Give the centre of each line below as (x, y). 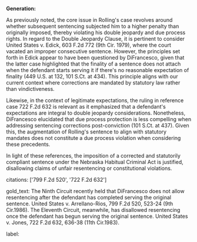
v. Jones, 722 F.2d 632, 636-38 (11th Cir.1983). (63, 223)
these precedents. (28, 144)
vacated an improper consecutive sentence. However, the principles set (93, 51)
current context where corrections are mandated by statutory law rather (93, 83)
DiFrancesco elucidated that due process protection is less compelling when (99, 119)
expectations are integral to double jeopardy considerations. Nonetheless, (96, 113)
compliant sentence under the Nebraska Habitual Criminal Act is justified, (95, 162)
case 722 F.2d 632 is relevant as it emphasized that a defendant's (86, 107)
